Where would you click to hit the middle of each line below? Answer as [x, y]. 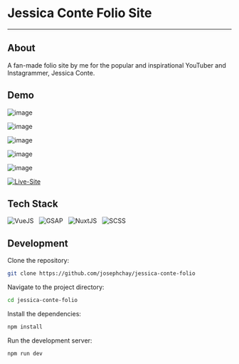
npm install [25, 327]
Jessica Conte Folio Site [80, 13]
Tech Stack [33, 203]
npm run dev [25, 353]
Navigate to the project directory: [56, 287]
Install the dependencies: [44, 313]
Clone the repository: [38, 261]
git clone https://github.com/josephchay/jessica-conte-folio [101, 274]
